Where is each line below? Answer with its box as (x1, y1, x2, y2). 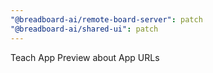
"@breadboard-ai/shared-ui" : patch (10, 24, 159, 34)
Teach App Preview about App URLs (10, 51, 160, 63)
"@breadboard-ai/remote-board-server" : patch (10, 14, 203, 25)
